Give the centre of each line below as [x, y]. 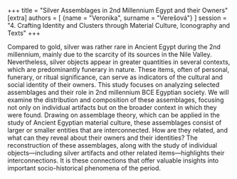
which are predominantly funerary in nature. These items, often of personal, [118, 70]
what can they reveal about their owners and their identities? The [102, 138]
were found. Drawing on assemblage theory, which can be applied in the [114, 115]
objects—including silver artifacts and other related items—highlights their [116, 153]
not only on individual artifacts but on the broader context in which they [112, 107]
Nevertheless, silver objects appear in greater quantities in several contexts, [119, 62]
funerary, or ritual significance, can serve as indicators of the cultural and [115, 77]
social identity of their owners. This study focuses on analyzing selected [114, 85]
